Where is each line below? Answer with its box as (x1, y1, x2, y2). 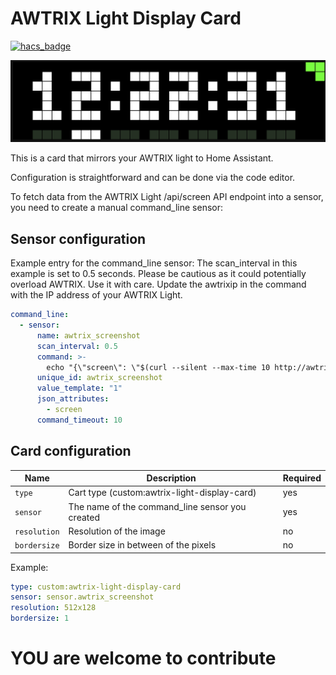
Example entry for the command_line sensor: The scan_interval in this (10, 257, 298, 269)
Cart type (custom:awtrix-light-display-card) (68, 487, 257, 499)
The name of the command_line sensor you (68, 500, 247, 512)
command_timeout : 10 (36, 415, 123, 425)
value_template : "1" (36, 383, 123, 394)
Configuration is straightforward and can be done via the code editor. (10, 172, 296, 184)
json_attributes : (36, 394, 110, 404)
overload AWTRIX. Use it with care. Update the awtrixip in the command (10, 278, 307, 291)
